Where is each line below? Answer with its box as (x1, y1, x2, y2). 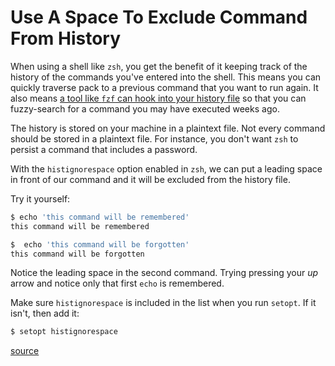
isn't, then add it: (10, 307, 80, 320)
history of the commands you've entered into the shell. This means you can (10, 71, 322, 83)
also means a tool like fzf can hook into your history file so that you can (10, 92, 307, 104)
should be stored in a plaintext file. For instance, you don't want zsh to (10, 132, 299, 145)
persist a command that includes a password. (10, 143, 198, 155)
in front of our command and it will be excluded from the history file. (10, 173, 291, 185)
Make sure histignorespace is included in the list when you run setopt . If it (10, 297, 317, 309)
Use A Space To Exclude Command (10, 6, 308, 29)
